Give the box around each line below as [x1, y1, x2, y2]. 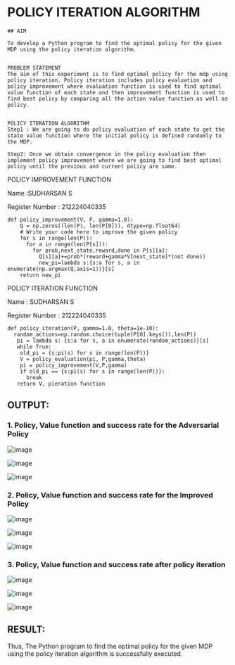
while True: [16, 343, 52, 350]
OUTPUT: [7, 399, 49, 412]
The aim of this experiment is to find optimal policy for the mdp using [7, 70, 229, 77]
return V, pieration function [16, 380, 106, 387]
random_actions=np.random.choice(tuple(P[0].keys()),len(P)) [13, 331, 197, 338]
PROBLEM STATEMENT [7, 64, 61, 71]
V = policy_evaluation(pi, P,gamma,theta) [20, 355, 146, 362]
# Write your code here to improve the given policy [20, 228, 178, 236]
